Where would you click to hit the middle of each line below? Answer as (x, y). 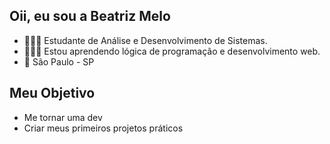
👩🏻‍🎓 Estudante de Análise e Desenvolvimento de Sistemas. (145, 40)
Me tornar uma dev (63, 117)
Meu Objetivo (52, 93)
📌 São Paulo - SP (59, 61)
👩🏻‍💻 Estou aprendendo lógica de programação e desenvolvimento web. (172, 51)
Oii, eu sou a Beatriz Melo (90, 16)
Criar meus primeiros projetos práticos (103, 128)
